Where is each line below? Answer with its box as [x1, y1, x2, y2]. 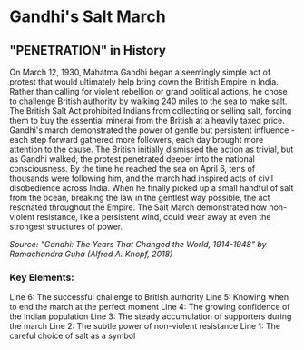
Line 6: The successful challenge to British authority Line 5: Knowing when [9, 292, 289, 303]
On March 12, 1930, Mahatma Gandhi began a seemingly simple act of [9, 66, 271, 77]
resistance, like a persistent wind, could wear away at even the [35, 212, 271, 222]
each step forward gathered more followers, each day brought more [9, 135, 264, 145]
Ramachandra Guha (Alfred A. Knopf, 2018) [9, 248, 173, 259]
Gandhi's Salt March [9, 6, 166, 27]
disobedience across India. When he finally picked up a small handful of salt [9, 183, 294, 193]
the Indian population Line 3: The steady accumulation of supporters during [9, 311, 292, 322]
